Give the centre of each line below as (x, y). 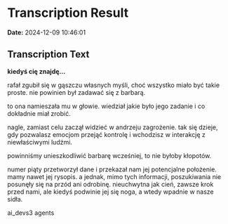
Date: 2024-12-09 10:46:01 (47, 32)
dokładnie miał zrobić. (39, 113)
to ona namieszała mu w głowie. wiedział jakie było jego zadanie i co (106, 106)
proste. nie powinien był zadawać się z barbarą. (76, 92)
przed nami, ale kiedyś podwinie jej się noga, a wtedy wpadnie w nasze (110, 192)
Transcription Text (48, 54)
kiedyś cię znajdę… (36, 71)
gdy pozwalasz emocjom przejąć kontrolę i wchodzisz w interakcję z (106, 134)
